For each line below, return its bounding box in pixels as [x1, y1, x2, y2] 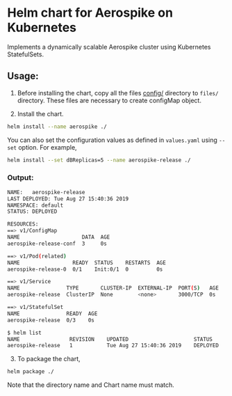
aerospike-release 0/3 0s [7, 317, 95, 324]
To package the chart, [17, 355, 81, 363]
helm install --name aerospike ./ [7, 123, 108, 130]
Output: [7, 173, 34, 182]
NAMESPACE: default [7, 202, 64, 209]
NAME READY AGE [7, 310, 98, 317]
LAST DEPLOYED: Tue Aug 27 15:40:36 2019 [7, 195, 129, 203]
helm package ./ [7, 368, 54, 375]
